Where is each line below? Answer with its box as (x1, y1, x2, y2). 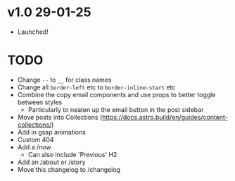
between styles (17, 98, 63, 106)
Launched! (17, 27, 49, 36)
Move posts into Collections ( (17, 113, 103, 121)
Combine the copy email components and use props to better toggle (17, 90, 216, 99)
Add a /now (17, 142, 51, 151)
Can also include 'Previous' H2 (27, 150, 118, 158)
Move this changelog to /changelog (17, 165, 121, 173)
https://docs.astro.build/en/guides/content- (101, 113, 229, 121)
